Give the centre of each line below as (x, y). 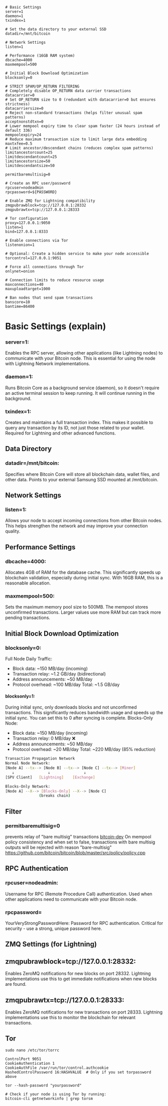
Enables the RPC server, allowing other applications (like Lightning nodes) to (84, 353)
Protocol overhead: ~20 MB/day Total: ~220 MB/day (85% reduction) (84, 749)
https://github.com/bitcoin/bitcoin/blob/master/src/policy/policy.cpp (75, 853)
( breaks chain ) (55, 796)
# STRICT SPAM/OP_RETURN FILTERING (42, 87)
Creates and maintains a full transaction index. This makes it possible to (79, 422)
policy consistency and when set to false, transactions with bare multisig (80, 842)
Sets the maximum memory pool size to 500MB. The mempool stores (77, 607)
